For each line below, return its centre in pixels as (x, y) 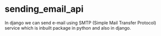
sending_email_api (44, 9)
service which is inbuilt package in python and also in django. (68, 28)
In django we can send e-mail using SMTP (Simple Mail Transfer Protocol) (80, 23)
